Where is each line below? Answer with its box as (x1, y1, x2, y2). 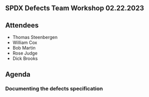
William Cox (12, 39, 38, 45)
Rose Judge (12, 50, 38, 56)
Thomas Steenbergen (12, 34, 58, 40)
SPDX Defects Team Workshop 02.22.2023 (5, 4, 144, 12)
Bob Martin (12, 45, 36, 51)
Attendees (5, 21, 39, 29)
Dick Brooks (12, 55, 38, 61)
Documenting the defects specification (5, 85, 103, 92)
